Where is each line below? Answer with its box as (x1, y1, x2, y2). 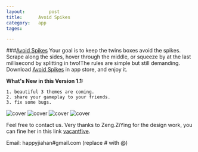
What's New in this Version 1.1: (6, 77, 84, 85)
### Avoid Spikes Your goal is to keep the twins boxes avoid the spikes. (6, 47, 181, 54)
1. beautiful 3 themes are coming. (6, 89, 95, 95)
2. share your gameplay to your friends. (6, 94, 111, 100)
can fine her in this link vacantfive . (6, 128, 91, 135)
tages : (6, 25, 23, 32)
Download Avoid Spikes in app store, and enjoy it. (6, 66, 128, 73)
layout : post (6, 8, 60, 15)
